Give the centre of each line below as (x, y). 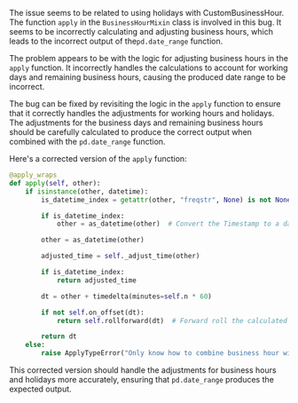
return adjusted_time (97, 280)
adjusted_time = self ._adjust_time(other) (121, 257)
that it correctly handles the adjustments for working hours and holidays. (142, 113)
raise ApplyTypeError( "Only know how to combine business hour (160, 353)
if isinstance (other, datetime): (87, 191)
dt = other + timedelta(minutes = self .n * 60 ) (127, 296)
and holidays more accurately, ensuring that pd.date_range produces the (142, 379)
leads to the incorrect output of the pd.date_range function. (116, 41)
